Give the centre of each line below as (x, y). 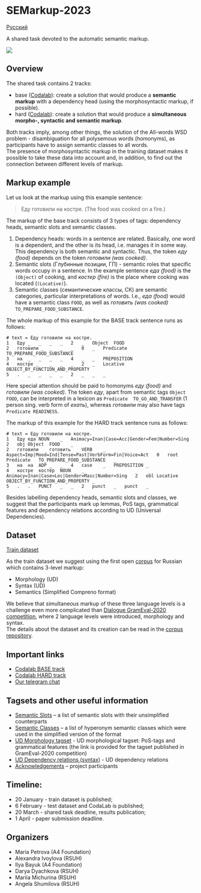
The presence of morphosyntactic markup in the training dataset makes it (97, 151)
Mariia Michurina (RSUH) (46, 877)
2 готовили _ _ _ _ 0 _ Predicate (67, 348)
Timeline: (24, 785)
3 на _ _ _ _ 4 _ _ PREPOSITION (70, 359)
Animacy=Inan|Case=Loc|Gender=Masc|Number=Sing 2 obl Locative (92, 476)
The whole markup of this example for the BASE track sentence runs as (94, 320)
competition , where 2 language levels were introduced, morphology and (95, 616)
